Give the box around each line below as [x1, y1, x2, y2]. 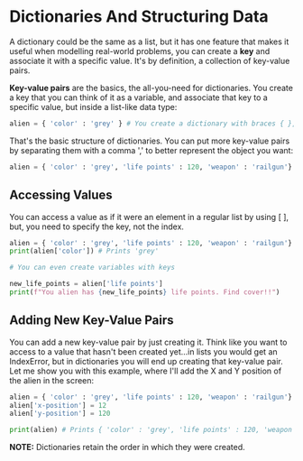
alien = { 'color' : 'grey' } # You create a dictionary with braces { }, [9, 119, 297, 128]
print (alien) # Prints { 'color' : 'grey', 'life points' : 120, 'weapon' [9, 426, 297, 435]
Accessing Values [9, 188, 113, 203]
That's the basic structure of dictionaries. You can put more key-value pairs [9, 135, 290, 146]
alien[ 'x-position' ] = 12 [9, 401, 106, 410]
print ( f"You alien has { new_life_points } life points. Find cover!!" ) [9, 288, 280, 297]
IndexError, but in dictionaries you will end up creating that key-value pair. [9, 355, 284, 366]
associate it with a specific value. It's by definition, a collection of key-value [9, 55, 290, 66]
